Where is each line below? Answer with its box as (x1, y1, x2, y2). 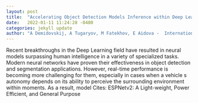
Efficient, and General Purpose (6, 91, 81, 98)
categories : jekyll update (6, 25, 72, 31)
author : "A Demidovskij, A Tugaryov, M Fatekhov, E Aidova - (6, 31, 160, 36)
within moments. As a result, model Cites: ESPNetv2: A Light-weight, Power (6, 84, 190, 91)
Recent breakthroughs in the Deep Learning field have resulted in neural (6, 46, 181, 54)
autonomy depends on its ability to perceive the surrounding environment (6, 78, 184, 85)
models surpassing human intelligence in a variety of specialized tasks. (6, 53, 179, 60)
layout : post (6, 8, 38, 15)
